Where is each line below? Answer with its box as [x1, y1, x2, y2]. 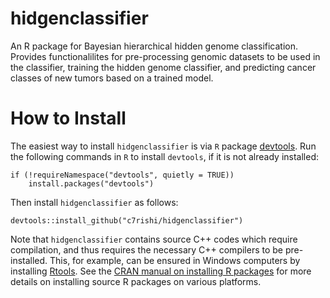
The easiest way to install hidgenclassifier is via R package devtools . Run [10, 140, 317, 152]
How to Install [10, 107, 127, 130]
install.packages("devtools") [28, 178, 155, 189]
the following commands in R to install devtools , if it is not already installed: [10, 150, 319, 162]
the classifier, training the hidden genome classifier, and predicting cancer [10, 61, 317, 73]
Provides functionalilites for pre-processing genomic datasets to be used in [10, 50, 321, 62]
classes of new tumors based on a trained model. [10, 72, 214, 84]
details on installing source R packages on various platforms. [10, 275, 262, 287]
